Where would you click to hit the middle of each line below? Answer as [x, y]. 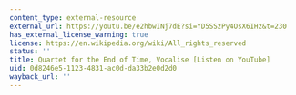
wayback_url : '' [40, 77]
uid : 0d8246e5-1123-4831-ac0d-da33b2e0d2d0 [93, 69]
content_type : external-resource [73, 18]
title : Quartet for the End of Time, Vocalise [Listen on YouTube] [140, 60]
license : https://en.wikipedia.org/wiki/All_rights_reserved [128, 43]
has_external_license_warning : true [79, 34]
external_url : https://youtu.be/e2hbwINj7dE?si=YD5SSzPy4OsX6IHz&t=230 [148, 26]
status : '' [30, 52]
